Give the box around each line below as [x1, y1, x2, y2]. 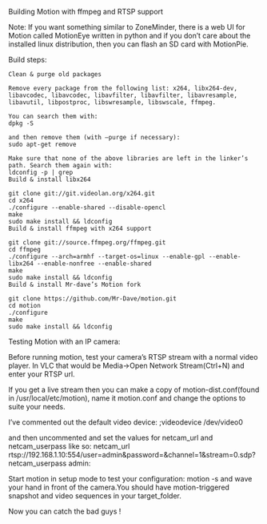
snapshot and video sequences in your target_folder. [8, 491, 182, 500]
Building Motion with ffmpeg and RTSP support [8, 7, 164, 16]
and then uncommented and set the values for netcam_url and [8, 433, 213, 442]
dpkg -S [8, 119, 34, 127]
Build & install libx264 [8, 175, 91, 183]
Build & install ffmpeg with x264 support [8, 224, 152, 232]
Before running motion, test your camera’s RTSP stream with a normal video [8, 353, 258, 361]
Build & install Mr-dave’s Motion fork [8, 280, 141, 288]
